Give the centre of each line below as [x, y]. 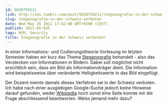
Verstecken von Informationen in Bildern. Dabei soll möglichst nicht [74, 62]
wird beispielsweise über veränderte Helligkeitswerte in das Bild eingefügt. [82, 73]
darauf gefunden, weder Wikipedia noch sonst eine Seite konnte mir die [79, 93]
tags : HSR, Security [27, 33]
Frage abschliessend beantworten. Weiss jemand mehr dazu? [69, 98]
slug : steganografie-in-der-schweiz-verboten [53, 19]
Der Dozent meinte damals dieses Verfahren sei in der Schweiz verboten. [80, 82]
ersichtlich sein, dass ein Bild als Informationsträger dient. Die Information [81, 67]
